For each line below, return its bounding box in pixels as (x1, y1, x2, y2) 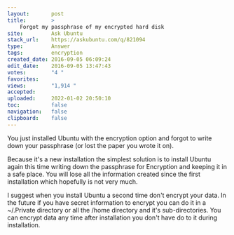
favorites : (7, 75, 39, 83)
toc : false (7, 102, 68, 109)
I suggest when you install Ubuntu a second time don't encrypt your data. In (7, 191, 226, 199)
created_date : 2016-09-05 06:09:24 (7, 56, 111, 63)
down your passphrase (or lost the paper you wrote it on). (7, 141, 174, 149)
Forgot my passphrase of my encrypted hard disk (20, 23, 165, 30)
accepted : (7, 88, 36, 95)
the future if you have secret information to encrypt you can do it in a (7, 198, 207, 207)
